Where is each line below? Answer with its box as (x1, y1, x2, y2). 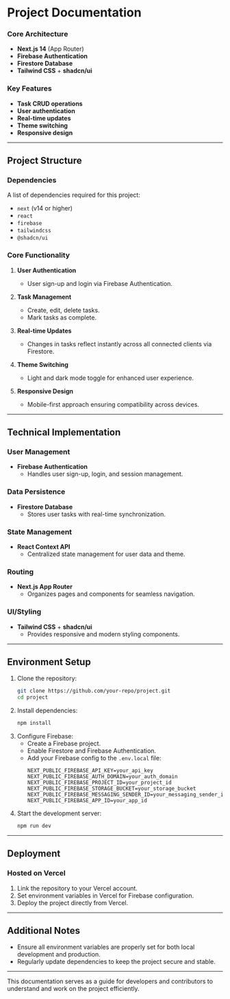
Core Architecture (7, 29, 68, 39)
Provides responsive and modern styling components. (27, 629, 180, 638)
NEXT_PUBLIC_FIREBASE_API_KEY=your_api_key (27, 767, 154, 774)
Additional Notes (7, 925, 81, 937)
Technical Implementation (7, 426, 121, 438)
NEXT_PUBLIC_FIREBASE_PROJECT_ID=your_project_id (27, 780, 172, 786)
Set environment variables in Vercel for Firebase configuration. (16, 891, 194, 900)
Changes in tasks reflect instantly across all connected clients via (27, 339, 212, 348)
